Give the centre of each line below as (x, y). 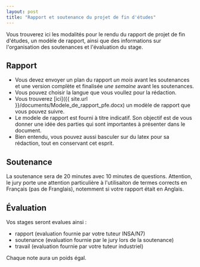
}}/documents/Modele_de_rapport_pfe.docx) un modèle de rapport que (103, 105)
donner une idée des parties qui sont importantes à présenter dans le (100, 124)
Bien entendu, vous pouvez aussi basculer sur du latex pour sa (92, 137)
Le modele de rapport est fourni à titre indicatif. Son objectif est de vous (103, 118)
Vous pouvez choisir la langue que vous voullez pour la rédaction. (96, 92)
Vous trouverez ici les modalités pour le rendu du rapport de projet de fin (96, 34)
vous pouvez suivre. (40, 111)
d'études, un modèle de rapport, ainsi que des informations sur (84, 41)
